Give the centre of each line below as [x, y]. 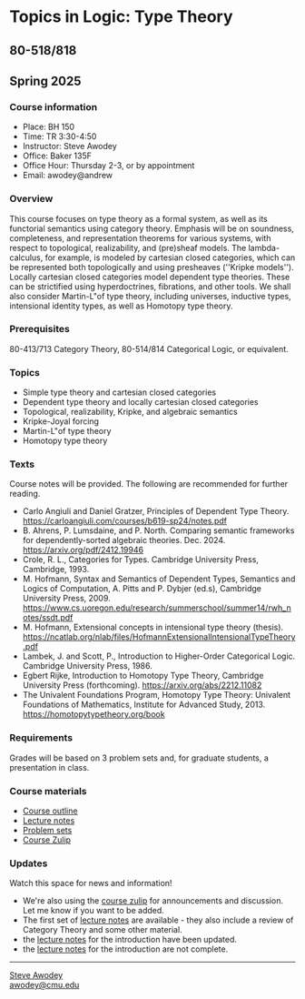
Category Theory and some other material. [103, 930]
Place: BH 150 [49, 127]
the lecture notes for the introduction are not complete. [125, 949]
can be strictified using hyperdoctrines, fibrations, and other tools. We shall [150, 286]
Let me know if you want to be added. [93, 911]
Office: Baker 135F [57, 156]
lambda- [264, 247]
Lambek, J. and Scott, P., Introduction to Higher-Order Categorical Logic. [159, 656]
